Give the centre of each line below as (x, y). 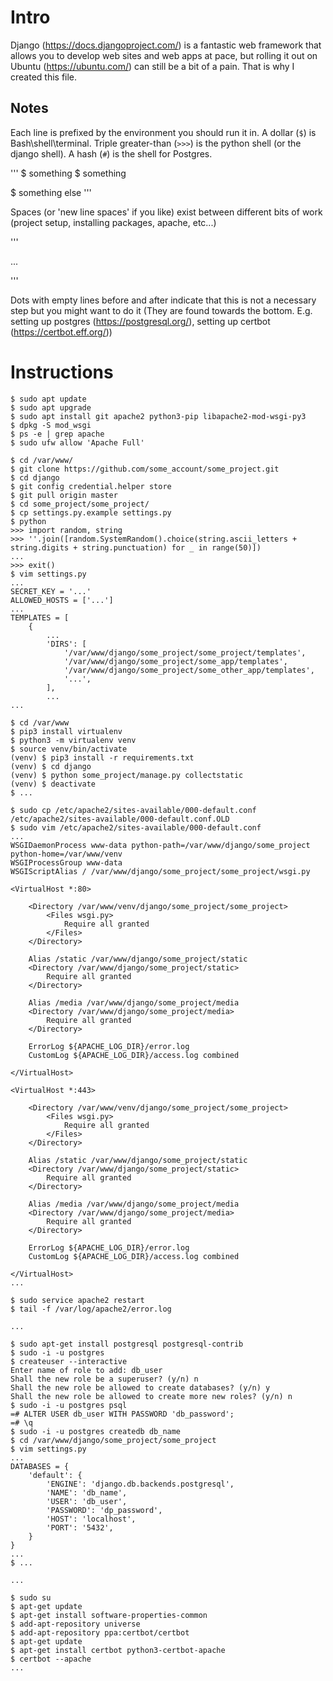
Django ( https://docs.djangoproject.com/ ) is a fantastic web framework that (166, 45)
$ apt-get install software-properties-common (109, 1615)
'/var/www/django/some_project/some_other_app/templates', (189, 670)
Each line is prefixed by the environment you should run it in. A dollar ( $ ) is (163, 132)
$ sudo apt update (48, 399)
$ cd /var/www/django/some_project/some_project (113, 1440)
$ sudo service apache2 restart (77, 1300)
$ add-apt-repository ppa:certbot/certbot (100, 1632)
